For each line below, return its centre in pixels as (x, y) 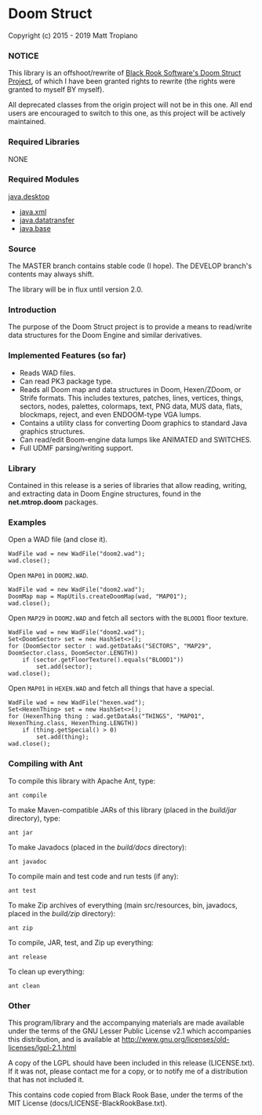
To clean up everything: (46, 971)
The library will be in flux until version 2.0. (76, 290)
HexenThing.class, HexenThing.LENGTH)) (73, 724)
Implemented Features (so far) (67, 356)
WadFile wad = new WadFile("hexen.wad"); (77, 703)
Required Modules (44, 179)
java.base (35, 228)
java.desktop (29, 196)
